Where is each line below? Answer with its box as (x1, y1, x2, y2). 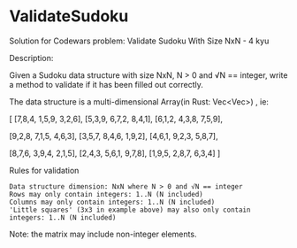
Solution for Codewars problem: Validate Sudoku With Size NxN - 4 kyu (9, 35, 270, 46)
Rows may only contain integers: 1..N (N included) (9, 190, 203, 198)
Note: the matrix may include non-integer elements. (9, 229, 197, 239)
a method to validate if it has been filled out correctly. (9, 79, 203, 89)
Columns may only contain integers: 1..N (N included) (9, 198, 216, 206)
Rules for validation (9, 165, 80, 175)
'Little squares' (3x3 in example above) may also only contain (9, 205, 251, 214)
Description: (9, 52, 54, 63)
